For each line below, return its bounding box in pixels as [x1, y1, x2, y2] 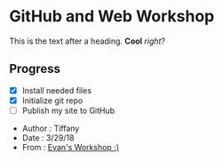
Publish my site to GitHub [21, 105, 115, 116]
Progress [9, 61, 60, 76]
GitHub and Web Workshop [9, 6, 215, 27]
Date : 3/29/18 [21, 132, 75, 143]
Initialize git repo [21, 95, 84, 106]
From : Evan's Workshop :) [21, 141, 120, 152]
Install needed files [21, 85, 92, 95]
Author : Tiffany [21, 123, 80, 133]
